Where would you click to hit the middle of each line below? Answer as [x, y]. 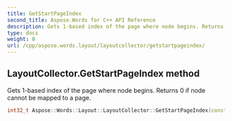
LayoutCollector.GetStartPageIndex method [104, 74]
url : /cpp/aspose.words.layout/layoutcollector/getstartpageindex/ [106, 46]
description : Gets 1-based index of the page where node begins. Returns [116, 26]
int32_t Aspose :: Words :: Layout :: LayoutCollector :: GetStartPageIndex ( [109, 110]
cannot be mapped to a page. [49, 97]
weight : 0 [21, 39]
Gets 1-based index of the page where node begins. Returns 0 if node [106, 90]
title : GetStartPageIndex [44, 13]
